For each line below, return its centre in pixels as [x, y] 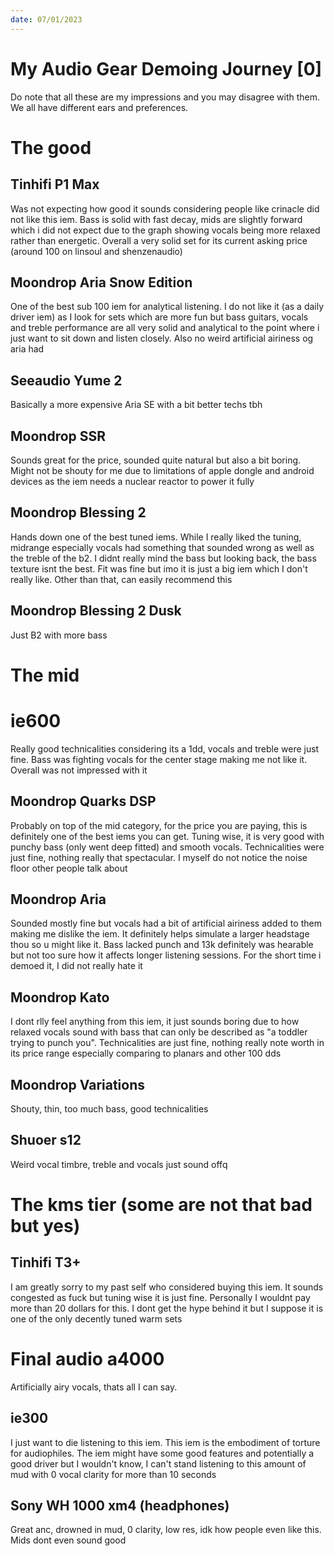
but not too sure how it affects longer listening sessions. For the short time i [166, 955]
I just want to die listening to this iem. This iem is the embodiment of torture [165, 1442]
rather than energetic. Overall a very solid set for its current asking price [159, 240]
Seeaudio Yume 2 [66, 380]
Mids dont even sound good [68, 1540]
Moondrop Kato [60, 997]
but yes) [45, 1226]
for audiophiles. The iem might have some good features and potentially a [162, 1453]
